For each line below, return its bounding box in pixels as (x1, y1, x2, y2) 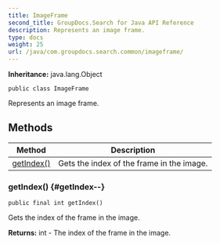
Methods (8, 121, 53, 134)
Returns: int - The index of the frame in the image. (8, 229, 171, 238)
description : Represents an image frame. (8, 26, 146, 34)
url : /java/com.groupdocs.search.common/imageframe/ (8, 48, 184, 56)
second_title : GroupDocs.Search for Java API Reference (8, 19, 194, 27)
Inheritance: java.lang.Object (8, 70, 103, 79)
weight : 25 (8, 41, 44, 49)
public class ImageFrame (8, 85, 89, 93)
